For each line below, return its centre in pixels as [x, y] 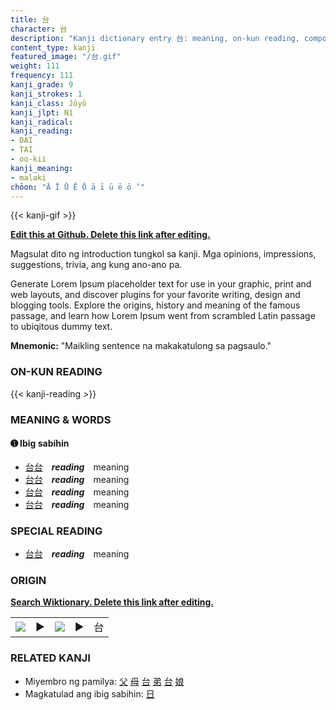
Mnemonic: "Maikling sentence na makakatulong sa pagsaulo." [141, 346]
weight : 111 [35, 66]
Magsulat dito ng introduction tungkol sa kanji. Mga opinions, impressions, [163, 254]
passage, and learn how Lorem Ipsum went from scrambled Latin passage [163, 316]
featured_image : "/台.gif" [66, 57]
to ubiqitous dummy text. [61, 327]
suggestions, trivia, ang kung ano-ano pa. [96, 265]
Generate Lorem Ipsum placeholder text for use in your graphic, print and [161, 284]
